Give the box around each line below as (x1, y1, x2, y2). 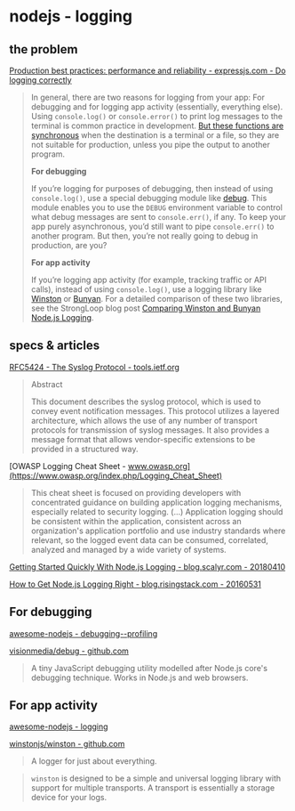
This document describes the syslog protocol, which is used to (30, 396, 262, 407)
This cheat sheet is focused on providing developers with (30, 487, 242, 498)
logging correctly (9, 75, 73, 85)
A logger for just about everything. (30, 756, 157, 766)
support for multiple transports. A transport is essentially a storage (30, 783, 275, 793)
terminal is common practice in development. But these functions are (30, 120, 284, 131)
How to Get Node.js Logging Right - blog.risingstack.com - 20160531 (9, 579, 262, 589)
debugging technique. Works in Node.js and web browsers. (30, 672, 249, 683)
